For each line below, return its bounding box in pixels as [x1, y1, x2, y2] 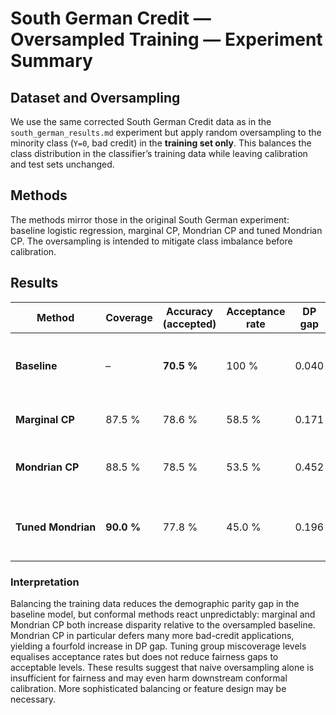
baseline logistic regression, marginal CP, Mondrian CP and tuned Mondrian [10, 224, 323, 236]
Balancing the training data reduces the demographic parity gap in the [10, 597, 300, 609]
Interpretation [10, 575, 80, 589]
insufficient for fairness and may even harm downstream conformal [10, 672, 288, 684]
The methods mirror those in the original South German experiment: [10, 213, 290, 226]
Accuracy [166, 304, 213, 318]
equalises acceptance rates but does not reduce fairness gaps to [10, 650, 279, 662]
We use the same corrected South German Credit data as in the [10, 116, 272, 127]
